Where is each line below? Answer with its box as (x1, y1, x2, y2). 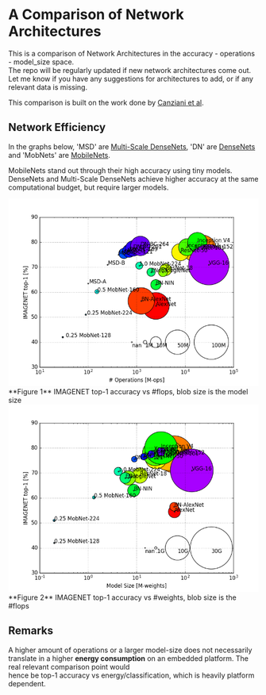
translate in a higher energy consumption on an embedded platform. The (8, 653, 249, 663)
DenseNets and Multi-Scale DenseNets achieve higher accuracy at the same (8, 174, 260, 183)
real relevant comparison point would (8, 662, 130, 671)
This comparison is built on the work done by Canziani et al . (8, 98, 204, 107)
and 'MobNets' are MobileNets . (8, 150, 111, 159)
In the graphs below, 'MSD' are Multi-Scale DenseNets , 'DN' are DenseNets (8, 141, 256, 152)
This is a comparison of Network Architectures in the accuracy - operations (8, 48, 256, 58)
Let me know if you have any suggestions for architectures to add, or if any (8, 74, 254, 83)
